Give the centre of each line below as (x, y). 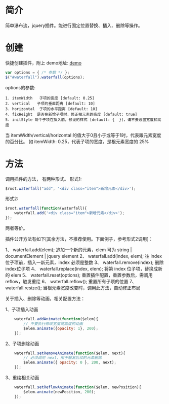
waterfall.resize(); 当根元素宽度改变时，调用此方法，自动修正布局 (73, 288)
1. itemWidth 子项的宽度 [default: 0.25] (50, 98)
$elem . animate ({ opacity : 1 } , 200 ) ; (61, 328)
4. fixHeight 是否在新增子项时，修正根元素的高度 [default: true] (71, 114)
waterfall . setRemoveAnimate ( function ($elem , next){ (70, 353)
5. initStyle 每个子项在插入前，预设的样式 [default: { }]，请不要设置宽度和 (81, 120)
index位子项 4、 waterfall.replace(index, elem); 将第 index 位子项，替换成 (82, 269)
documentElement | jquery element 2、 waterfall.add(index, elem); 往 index (84, 256)
